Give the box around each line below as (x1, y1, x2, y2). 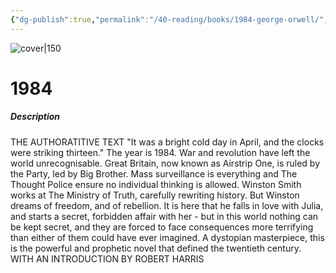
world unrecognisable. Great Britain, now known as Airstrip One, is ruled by (10, 157, 321, 169)
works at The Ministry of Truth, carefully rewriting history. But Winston (10, 189, 300, 201)
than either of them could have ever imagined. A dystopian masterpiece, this (10, 231, 325, 243)
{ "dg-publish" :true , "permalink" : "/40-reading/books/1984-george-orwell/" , (10, 14, 329, 25)
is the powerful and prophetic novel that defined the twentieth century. (10, 242, 302, 254)
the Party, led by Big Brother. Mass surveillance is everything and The (10, 167, 298, 180)
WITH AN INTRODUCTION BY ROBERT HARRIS (10, 252, 205, 265)
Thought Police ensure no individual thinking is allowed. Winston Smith (10, 178, 302, 190)
